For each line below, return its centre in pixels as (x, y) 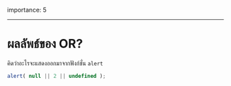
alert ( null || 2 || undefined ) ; (57, 76)
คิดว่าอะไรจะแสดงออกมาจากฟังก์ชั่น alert (55, 63)
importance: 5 (27, 10)
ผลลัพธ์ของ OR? (45, 44)
